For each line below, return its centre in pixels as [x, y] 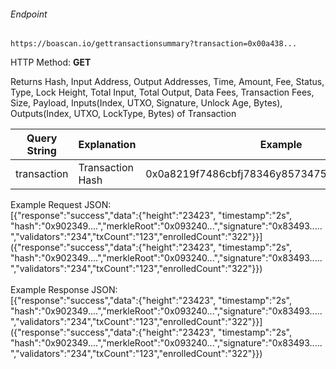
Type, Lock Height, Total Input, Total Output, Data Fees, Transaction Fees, [162, 92]
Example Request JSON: [61, 205]
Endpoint [29, 14]
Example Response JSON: [64, 290]
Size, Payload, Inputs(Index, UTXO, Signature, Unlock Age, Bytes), [146, 103]
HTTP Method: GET [51, 62]
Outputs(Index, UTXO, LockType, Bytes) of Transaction [123, 114]
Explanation [107, 145]
